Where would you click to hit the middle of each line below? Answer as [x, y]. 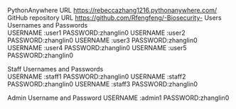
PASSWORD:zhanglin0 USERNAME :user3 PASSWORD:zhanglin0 [102, 40]
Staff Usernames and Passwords [55, 69]
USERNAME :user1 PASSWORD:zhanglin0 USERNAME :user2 [97, 33]
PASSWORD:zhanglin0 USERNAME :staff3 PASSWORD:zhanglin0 [102, 84]
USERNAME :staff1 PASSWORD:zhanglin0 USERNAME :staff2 [97, 76]
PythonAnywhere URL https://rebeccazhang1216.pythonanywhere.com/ [112, 10]
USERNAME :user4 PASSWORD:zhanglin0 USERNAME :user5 [97, 48]
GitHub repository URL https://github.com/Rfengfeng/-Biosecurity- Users [114, 18]
